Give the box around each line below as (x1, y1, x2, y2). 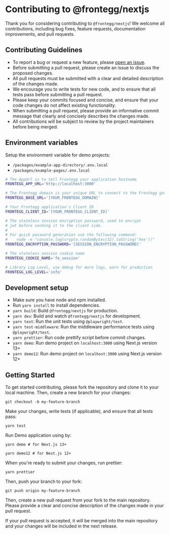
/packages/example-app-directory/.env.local (12, 162, 108, 168)
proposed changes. (12, 70, 54, 76)
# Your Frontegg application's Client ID (5, 204, 94, 210)
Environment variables (5, 138, 78, 147)
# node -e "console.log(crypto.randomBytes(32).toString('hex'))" (5, 237, 155, 242)
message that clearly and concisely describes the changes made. (12, 113, 150, 119)
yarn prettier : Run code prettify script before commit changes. (12, 335, 146, 341)
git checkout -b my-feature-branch (5, 399, 80, 404)
